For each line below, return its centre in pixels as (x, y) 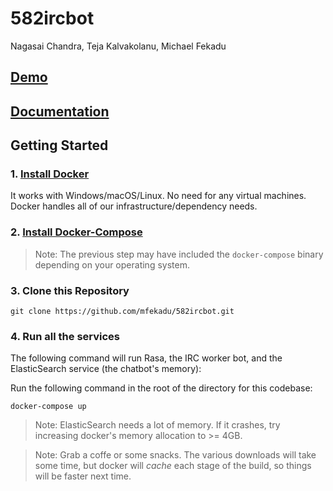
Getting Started (59, 145)
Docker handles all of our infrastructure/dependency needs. (134, 206)
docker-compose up (48, 407)
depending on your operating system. (112, 264)
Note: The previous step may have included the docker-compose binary (179, 254)
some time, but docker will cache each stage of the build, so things (173, 466)
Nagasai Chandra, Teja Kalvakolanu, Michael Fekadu (118, 46)
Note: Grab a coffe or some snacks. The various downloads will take (175, 455)
